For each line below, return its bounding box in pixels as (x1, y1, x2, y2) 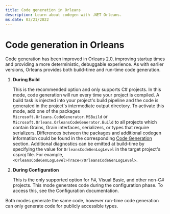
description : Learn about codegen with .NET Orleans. (5, 12, 123, 17)
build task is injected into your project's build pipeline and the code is (12, 98, 159, 104)
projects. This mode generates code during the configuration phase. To (12, 182, 163, 188)
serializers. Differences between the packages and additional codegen (12, 130, 162, 136)
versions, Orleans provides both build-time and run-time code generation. (5, 67, 161, 73)
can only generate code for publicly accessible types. (5, 203, 118, 209)
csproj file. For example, (12, 152, 64, 158)
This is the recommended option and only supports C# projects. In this (12, 86, 161, 92)
